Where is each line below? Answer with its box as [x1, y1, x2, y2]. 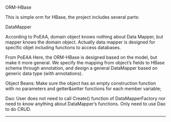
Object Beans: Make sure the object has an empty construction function [5, 80, 156, 86]
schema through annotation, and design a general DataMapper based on [5, 65, 158, 71]
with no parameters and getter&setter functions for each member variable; [5, 86, 162, 92]
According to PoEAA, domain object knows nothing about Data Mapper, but [5, 34, 163, 39]
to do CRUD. [5, 106, 32, 112]
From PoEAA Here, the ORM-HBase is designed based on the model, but [5, 54, 158, 60]
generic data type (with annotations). [5, 70, 83, 76]
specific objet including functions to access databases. [5, 45, 121, 50]
